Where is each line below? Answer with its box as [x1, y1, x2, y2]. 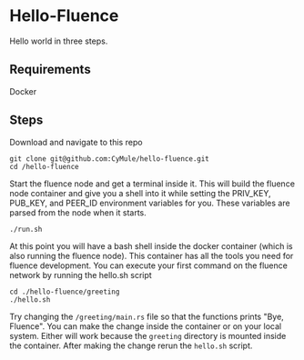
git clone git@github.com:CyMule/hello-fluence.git [9, 154, 209, 164]
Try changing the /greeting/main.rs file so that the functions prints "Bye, [9, 311, 284, 322]
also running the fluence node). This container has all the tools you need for [9, 250, 294, 261]
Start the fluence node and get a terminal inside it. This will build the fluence [9, 178, 296, 189]
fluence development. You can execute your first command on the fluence [9, 260, 289, 271]
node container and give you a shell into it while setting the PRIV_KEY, [9, 187, 271, 198]
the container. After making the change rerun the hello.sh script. [9, 340, 253, 351]
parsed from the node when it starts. [9, 206, 147, 218]
